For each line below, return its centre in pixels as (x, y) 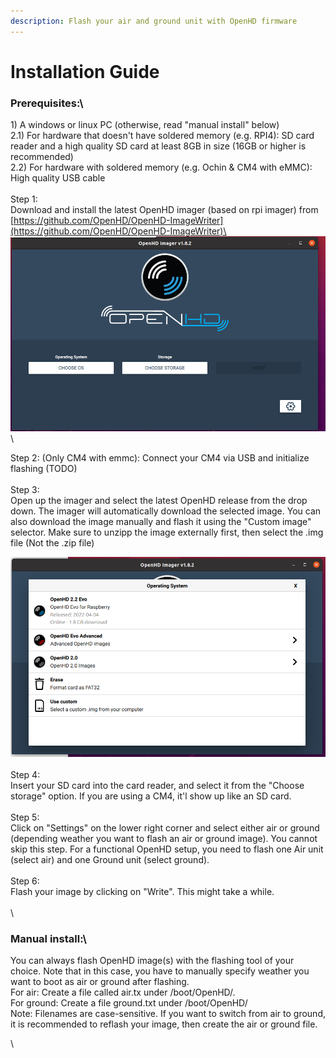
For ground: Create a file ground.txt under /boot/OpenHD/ (129, 1003)
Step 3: (25, 489)
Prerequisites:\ (47, 103)
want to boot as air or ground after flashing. (100, 982)
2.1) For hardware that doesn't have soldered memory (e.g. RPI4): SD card (162, 136)
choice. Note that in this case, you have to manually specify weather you (160, 971)
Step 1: (24, 199)
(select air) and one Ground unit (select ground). (110, 860)
